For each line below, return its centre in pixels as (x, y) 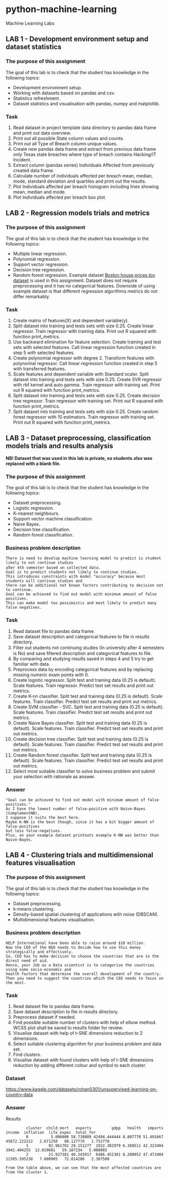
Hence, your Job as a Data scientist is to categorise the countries (80, 965)
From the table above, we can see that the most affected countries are (83, 1168)
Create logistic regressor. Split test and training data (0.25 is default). (84, 680)
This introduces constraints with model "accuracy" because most (75, 577)
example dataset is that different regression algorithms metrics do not (85, 291)
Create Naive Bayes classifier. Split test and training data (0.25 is (80, 723)
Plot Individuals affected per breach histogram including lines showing (86, 186)
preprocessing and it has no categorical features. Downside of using (84, 285)
